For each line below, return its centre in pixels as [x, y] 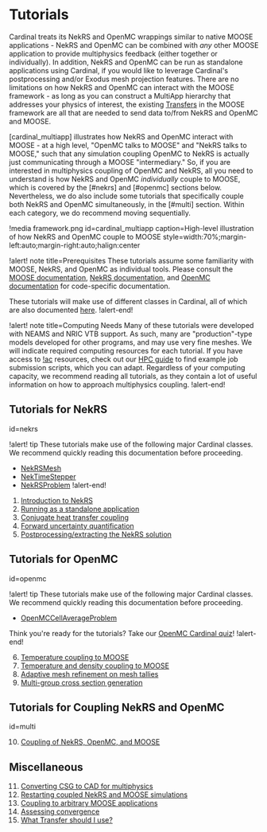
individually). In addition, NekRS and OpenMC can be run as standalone [126, 62]
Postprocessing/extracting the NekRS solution [96, 534]
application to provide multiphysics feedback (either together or [113, 53]
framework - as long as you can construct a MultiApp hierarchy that [120, 96]
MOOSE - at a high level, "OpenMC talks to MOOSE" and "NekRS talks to [128, 145]
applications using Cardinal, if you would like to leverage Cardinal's [119, 70]
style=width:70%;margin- [205, 236]
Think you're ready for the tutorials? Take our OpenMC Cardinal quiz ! [122, 633]
